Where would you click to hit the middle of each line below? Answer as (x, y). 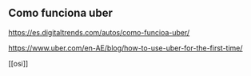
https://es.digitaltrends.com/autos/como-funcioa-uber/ (99, 32)
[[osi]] (18, 63)
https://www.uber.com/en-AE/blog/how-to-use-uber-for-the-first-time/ (125, 48)
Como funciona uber (61, 13)
